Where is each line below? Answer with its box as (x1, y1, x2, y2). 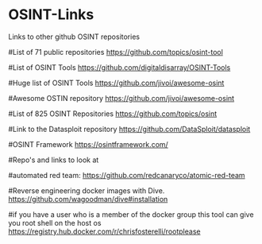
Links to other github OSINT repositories (8, 32, 141, 41)
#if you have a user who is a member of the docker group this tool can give (8, 209, 254, 219)
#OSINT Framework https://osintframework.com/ (8, 139, 168, 149)
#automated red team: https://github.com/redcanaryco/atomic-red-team (8, 170, 245, 180)
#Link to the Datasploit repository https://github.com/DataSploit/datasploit (8, 124, 251, 134)
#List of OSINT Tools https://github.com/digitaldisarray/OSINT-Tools (8, 62, 231, 72)
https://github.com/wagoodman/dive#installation (8, 194, 168, 203)
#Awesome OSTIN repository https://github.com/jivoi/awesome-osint (8, 93, 235, 103)
